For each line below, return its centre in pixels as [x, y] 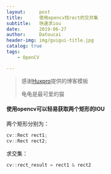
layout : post [28, 12]
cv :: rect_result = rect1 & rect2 [49, 165]
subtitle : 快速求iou [34, 23]
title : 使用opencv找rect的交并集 [52, 18]
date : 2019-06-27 [37, 29]
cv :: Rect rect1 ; [27, 135]
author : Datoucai [34, 35]
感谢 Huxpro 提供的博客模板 [55, 81]
